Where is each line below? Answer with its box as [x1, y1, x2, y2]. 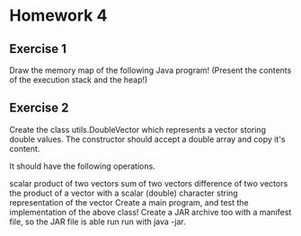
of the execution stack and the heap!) [9, 74, 148, 85]
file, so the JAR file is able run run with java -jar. [9, 216, 186, 227]
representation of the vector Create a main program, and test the [9, 197, 249, 207]
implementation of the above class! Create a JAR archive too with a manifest [9, 206, 292, 217]
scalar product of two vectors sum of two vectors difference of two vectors [9, 178, 288, 188]
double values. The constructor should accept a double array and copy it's [9, 134, 286, 144]
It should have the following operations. [9, 161, 155, 171]
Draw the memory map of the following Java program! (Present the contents [9, 65, 292, 75]
